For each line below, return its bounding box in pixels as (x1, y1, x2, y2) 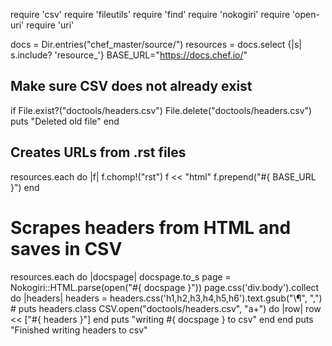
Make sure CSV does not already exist (10, 78, 253, 95)
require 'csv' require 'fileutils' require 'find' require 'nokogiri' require (10, 9, 291, 20)
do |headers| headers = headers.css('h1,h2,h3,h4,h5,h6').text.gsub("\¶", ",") (10, 292, 323, 304)
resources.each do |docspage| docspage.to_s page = (10, 270, 232, 283)
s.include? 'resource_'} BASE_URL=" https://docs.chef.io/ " (10, 49, 248, 61)
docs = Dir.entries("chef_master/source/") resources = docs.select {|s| (10, 39, 302, 50)
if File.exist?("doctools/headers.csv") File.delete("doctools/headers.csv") (10, 104, 313, 116)
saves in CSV (10, 237, 123, 260)
